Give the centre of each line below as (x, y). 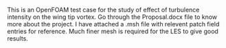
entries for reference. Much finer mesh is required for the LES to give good (113, 31)
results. (18, 39)
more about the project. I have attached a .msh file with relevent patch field (113, 24)
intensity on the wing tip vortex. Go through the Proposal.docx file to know (112, 17)
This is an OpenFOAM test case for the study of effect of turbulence (103, 10)
